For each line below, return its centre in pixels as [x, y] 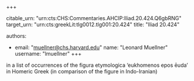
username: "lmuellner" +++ [48, 54]
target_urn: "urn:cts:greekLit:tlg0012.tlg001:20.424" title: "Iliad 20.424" [93, 25]
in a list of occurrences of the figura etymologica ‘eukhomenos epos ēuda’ [97, 65]
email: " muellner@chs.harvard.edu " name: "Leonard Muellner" [91, 47]
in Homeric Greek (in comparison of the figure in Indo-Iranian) [82, 71]
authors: [16, 36]
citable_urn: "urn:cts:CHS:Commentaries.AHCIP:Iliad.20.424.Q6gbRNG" [94, 18]
